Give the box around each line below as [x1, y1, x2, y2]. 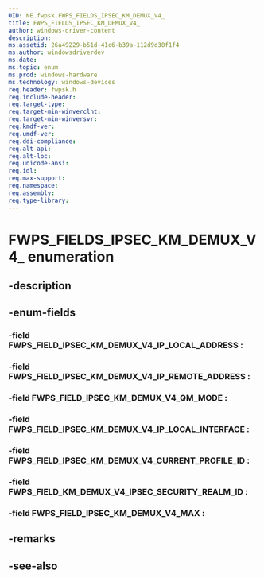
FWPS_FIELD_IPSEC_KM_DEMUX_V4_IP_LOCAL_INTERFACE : [8, 424, 250, 435]
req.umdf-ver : [8, 130, 56, 138]
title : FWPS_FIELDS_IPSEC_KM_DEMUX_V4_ [8, 19, 141, 27]
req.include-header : [8, 93, 77, 101]
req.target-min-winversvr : [8, 115, 98, 123]
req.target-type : [8, 100, 66, 108]
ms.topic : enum [8, 64, 59, 72]
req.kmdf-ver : [8, 122, 56, 130]
